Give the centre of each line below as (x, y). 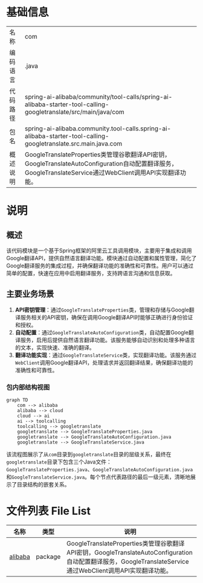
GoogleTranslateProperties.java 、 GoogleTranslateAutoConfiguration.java (100, 470)
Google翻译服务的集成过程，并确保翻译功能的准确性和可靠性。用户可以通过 (100, 266)
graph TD (17, 400)
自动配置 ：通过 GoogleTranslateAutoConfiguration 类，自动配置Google (102, 332)
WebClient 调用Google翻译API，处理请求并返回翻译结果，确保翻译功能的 (104, 362)
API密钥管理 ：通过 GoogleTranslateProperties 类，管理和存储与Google (102, 310)
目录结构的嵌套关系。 (43, 485)
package (48, 556)
